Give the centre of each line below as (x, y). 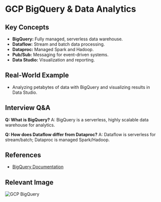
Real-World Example (37, 75)
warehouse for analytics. (30, 125)
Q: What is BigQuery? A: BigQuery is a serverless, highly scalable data (77, 119)
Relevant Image (29, 182)
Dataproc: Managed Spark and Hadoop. (53, 49)
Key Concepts (27, 27)
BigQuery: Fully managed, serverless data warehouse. (67, 39)
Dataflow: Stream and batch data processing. (58, 44)
